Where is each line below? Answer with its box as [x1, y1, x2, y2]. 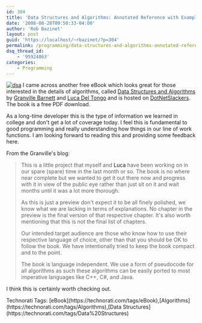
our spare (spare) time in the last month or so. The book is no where [20, 168, 190, 175]
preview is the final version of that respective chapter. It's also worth [20, 212, 191, 219]
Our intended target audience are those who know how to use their [20, 230, 188, 237]
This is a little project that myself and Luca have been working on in [20, 161, 188, 169]
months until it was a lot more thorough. [20, 187, 120, 194]
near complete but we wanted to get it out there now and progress [20, 174, 186, 182]
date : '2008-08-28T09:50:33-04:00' [6, 20, 96, 26]
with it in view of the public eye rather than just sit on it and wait [20, 181, 179, 188]
